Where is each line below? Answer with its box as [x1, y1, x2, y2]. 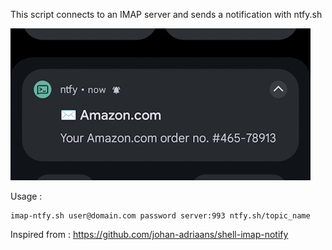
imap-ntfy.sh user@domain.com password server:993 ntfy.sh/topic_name [10, 211, 311, 221]
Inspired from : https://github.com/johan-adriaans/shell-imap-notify [10, 229, 289, 240]
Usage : [10, 190, 43, 202]
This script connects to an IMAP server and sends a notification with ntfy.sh [10, 9, 323, 20]
